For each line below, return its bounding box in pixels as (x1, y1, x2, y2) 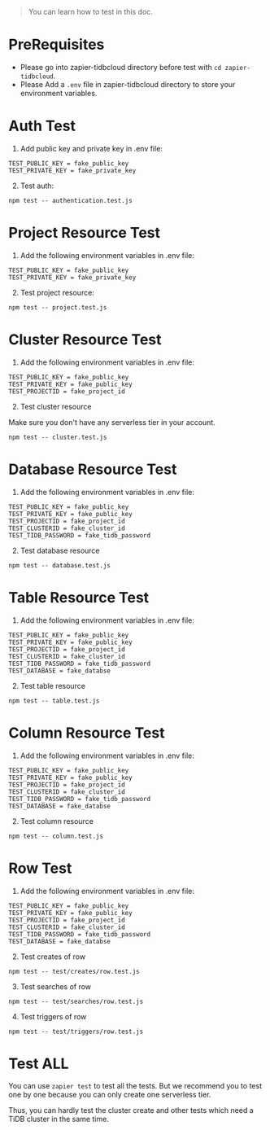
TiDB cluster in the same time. (8, 1115, 110, 1124)
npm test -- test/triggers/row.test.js (8, 1027, 144, 1036)
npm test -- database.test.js (8, 561, 111, 569)
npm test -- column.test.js (8, 832, 104, 840)
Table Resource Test (8, 588, 150, 607)
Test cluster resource (20, 401, 92, 411)
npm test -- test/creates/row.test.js (8, 967, 140, 975)
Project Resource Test (8, 224, 161, 243)
